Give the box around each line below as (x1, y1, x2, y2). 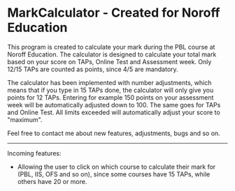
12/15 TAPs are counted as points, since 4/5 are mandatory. (7, 65, 178, 73)
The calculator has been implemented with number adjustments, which (7, 78, 212, 86)
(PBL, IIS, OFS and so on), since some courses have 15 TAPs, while (17, 169, 211, 178)
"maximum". (7, 115, 43, 123)
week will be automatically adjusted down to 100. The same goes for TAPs (7, 100, 221, 109)
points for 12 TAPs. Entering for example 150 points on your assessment (7, 93, 214, 102)
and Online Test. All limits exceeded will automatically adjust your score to (7, 108, 220, 116)
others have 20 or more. (17, 177, 87, 185)
